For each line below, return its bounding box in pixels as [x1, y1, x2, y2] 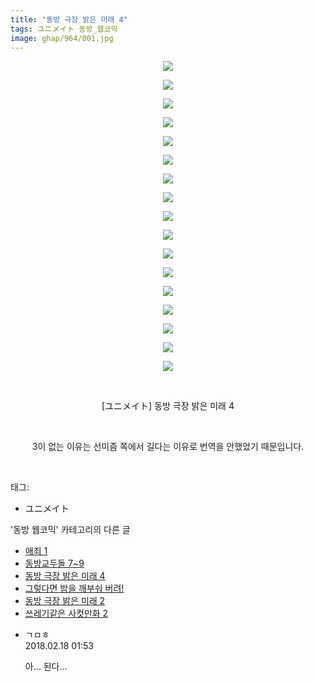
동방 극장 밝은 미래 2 [24, 595, 106, 607]
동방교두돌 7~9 [24, 557, 85, 570]
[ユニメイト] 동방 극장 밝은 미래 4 [101, 400, 235, 412]
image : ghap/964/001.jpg [10, 33, 114, 43]
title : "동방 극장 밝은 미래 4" [10, 14, 128, 25]
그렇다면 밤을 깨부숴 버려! [24, 582, 125, 595]
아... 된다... [24, 661, 68, 673]
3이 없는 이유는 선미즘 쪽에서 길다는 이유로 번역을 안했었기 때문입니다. [31, 441, 305, 453]
